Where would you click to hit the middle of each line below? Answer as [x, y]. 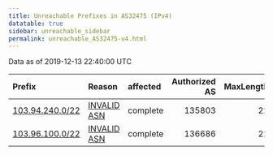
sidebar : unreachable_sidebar [60, 31]
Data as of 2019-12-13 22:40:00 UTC [70, 62]
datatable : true [36, 24]
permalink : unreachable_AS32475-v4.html [78, 39]
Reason [103, 87]
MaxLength [247, 87]
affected [145, 87]
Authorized [194, 82]
